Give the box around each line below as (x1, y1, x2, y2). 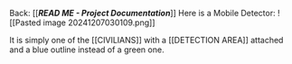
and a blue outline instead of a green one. (9, 44, 165, 55)
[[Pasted (9, 17, 42, 28)
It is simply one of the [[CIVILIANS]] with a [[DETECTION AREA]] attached (9, 35, 284, 45)
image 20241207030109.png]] (42, 17, 155, 28)
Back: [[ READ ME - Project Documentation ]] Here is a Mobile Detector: (9, 8, 276, 18)
